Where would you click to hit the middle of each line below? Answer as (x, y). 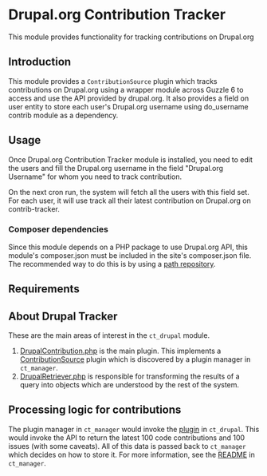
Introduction (40, 62)
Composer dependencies (59, 229)
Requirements (44, 289)
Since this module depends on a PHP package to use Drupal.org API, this (128, 247)
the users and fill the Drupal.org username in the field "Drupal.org (116, 168)
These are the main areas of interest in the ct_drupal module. (109, 335)
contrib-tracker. (34, 208)
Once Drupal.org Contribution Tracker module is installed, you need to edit (131, 159)
